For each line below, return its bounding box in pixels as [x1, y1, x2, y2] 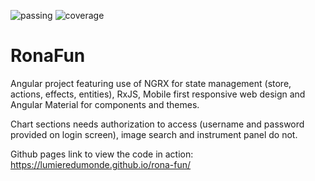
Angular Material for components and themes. [10, 98, 200, 110]
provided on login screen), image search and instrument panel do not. [10, 128, 298, 140]
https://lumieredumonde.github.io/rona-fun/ [10, 158, 192, 170]
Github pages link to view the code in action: [10, 148, 194, 160]
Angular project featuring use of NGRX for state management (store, [10, 77, 292, 89]
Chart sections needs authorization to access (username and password [10, 118, 305, 130]
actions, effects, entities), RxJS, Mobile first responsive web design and [10, 88, 306, 100]
